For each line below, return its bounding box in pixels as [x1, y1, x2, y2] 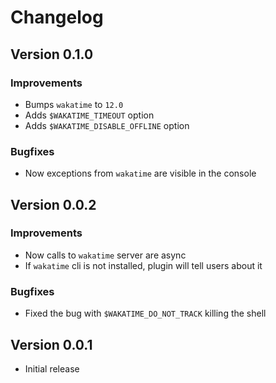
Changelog [10, 6, 104, 29]
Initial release [24, 362, 80, 375]
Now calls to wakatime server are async [24, 249, 187, 261]
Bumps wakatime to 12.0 [24, 98, 124, 110]
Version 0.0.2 [10, 196, 97, 213]
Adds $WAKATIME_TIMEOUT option [24, 109, 155, 121]
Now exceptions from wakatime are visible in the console [24, 167, 257, 180]
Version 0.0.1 [10, 336, 93, 353]
